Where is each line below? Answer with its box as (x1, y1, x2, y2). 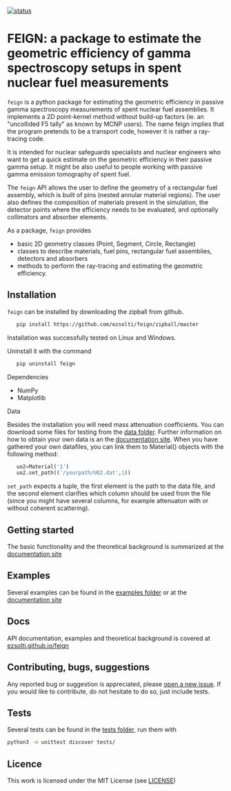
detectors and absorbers (17, 254, 88, 262)
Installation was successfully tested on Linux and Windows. (7, 333, 177, 342)
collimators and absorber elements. (7, 212, 108, 221)
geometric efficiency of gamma (7, 46, 191, 62)
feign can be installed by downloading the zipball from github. (7, 307, 184, 316)
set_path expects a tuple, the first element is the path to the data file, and (7, 482, 216, 491)
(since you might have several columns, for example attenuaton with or (7, 497, 209, 505)
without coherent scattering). (7, 504, 90, 512)
